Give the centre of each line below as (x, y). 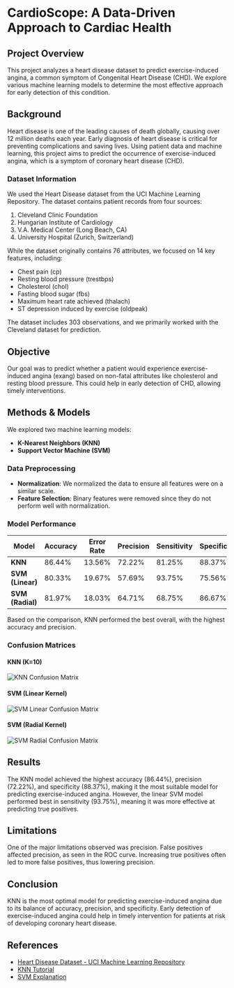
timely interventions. (37, 390)
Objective (29, 351)
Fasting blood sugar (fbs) (54, 294)
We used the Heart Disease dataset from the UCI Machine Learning (104, 194)
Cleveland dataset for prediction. (54, 330)
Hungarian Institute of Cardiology (65, 223)
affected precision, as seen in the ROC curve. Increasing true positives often (117, 855)
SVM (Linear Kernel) (37, 694)
